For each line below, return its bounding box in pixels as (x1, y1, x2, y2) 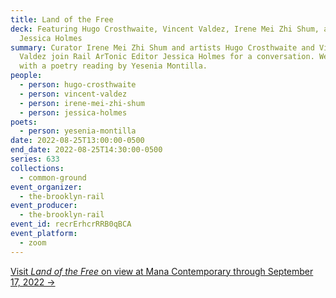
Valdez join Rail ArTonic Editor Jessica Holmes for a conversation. (19, 52, 315, 62)
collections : (10, 163, 65, 173)
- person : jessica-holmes (19, 107, 128, 118)
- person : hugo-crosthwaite (19, 80, 137, 90)
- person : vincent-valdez (19, 89, 128, 99)
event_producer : (10, 201, 78, 211)
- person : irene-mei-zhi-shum (19, 98, 145, 108)
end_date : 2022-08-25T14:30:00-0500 (10, 145, 163, 155)
